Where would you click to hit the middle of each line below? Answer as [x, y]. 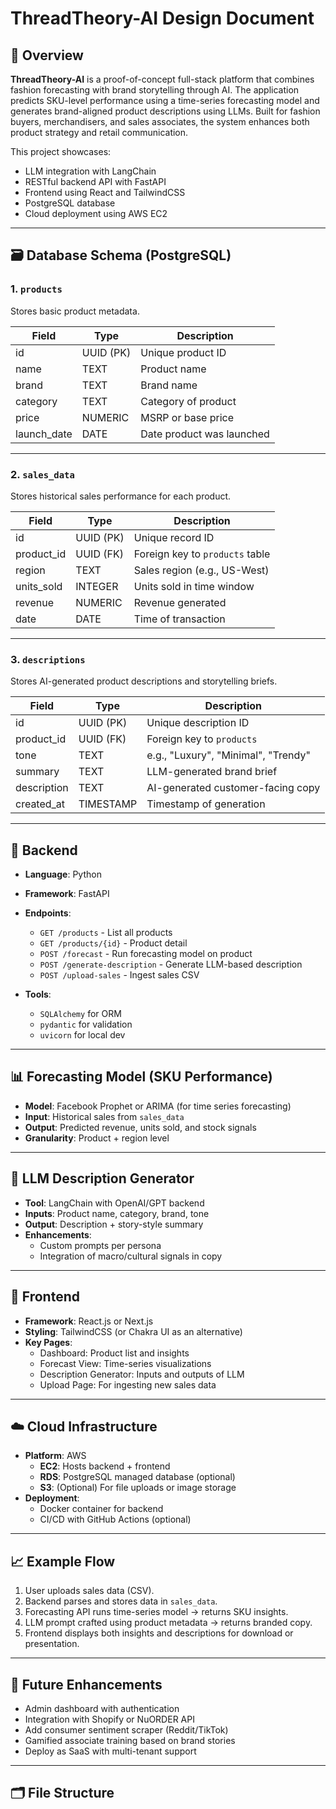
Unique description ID [198, 723]
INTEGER [97, 586]
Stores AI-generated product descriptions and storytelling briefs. [144, 681]
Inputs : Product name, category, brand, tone [117, 1213]
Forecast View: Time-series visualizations [125, 1363]
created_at [40, 804]
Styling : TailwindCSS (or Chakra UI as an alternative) [133, 1331]
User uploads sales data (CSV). [89, 1591]
